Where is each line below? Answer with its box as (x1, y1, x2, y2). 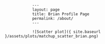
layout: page (32, 7, 60, 12)
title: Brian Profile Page (32, 12, 90, 17)
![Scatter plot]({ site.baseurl (32, 29, 101, 34)
